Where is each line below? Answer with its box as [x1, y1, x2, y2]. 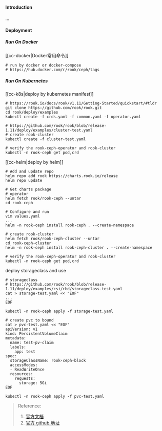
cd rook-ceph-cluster [5, 241, 52, 246]
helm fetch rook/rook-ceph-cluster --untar [5, 236, 100, 241]
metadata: [5, 335, 27, 340]
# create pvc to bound [5, 317, 54, 322]
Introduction [5, 4, 32, 10]
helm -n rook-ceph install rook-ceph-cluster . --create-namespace [5, 245, 153, 250]
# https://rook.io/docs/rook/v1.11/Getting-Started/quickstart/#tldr [5, 100, 157, 106]
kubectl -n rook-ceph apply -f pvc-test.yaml [5, 394, 104, 399]
